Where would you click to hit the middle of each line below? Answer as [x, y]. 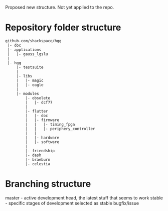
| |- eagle [30, 85]
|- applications [24, 50]
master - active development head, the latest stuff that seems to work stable [84, 197]
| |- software [42, 142]
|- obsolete [38, 98]
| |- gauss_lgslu [28, 54]
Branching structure [48, 184]
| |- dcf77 [39, 102]
